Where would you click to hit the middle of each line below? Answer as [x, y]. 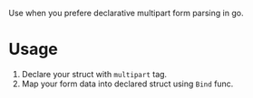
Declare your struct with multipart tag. [94, 74]
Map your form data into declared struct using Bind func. [127, 84]
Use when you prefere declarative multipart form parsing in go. [126, 13]
